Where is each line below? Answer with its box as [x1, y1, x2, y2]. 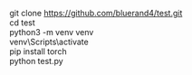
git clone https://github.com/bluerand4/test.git [9, 8, 183, 18]
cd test [9, 17, 36, 28]
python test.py [9, 56, 63, 66]
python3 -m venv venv [9, 27, 94, 37]
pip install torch [9, 46, 67, 57]
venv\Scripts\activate [9, 36, 89, 47]
